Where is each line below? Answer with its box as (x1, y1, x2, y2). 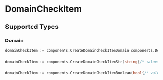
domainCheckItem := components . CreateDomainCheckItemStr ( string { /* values (5, 59, 160, 64)
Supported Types (5, 23, 59, 31)
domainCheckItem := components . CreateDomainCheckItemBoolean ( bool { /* (5, 71, 149, 76)
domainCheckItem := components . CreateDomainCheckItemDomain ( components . (5, 48, 155, 53)
